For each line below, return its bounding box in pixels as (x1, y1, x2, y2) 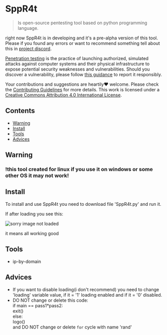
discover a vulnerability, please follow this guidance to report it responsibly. (5, 71, 162, 77)
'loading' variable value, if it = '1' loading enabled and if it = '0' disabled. (12, 292, 162, 298)
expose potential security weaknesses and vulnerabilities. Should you (5, 66, 150, 72)
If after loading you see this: (5, 210, 64, 217)
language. (17, 25, 39, 31)
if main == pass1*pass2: (12, 302, 63, 308)
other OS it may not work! (5, 172, 69, 179)
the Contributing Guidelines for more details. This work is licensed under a (5, 86, 160, 92)
